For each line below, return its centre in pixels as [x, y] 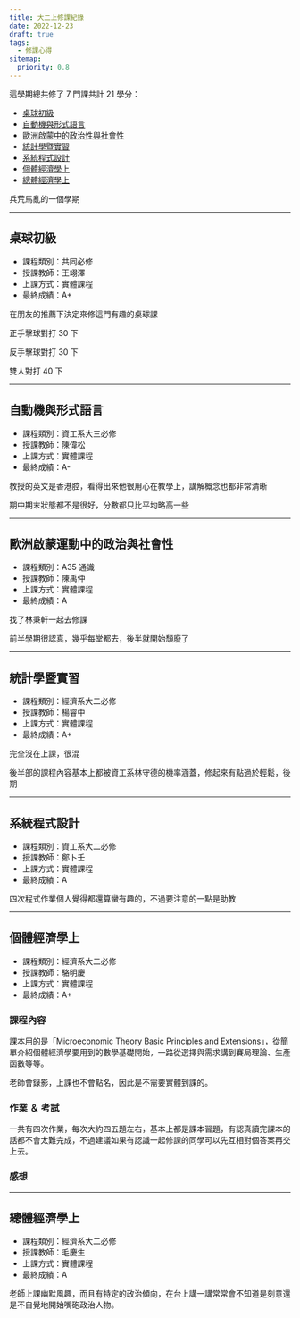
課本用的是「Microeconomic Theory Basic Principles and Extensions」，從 [145, 1041]
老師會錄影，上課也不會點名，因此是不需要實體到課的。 [111, 1083]
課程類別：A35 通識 [58, 567]
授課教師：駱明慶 [54, 972]
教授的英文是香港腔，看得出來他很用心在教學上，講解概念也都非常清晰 [138, 486]
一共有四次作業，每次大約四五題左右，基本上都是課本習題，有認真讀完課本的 [150, 1129]
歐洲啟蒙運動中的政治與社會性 [92, 544]
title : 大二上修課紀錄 [47, 17]
